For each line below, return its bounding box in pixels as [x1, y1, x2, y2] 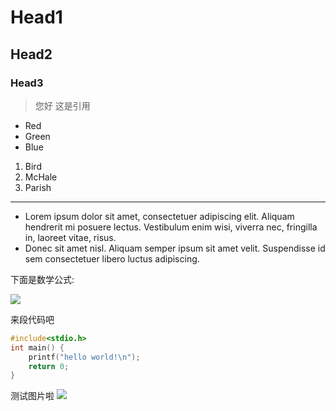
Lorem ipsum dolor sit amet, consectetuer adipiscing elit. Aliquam [24, 210, 295, 222]
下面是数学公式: [10, 273, 75, 285]
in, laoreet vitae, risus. [24, 231, 117, 243]
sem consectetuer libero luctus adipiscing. [24, 252, 200, 265]
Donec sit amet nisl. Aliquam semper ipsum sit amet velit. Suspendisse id [24, 242, 326, 254]
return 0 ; [28, 361, 70, 371]
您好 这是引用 [34, 99, 91, 111]
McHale [24, 171, 58, 183]
